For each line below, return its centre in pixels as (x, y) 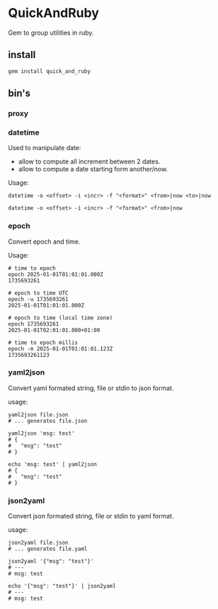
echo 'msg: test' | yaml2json (53, 464)
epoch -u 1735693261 (39, 299)
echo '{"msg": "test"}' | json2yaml (62, 586)
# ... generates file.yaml (48, 549)
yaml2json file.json (39, 415)
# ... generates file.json (48, 421)
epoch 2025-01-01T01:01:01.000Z (56, 274)
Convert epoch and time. (44, 241)
